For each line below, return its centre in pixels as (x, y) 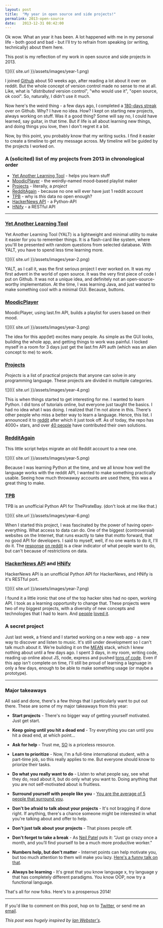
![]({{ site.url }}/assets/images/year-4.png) (48, 390)
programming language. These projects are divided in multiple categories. (79, 381)
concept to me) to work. (29, 352)
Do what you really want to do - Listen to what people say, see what (81, 774)
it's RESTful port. (22, 579)
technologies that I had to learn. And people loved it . (57, 613)
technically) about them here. (34, 47)
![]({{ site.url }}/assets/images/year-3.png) (47, 327)
